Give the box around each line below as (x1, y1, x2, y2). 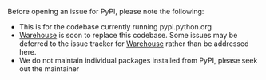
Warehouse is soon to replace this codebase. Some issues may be (18, 31, 238, 40)
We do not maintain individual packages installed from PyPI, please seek (18, 55, 258, 65)
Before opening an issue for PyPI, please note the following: (7, 7, 204, 16)
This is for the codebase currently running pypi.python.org (18, 22, 212, 31)
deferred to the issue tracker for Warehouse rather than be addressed (18, 39, 249, 48)
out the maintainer (18, 64, 80, 74)
